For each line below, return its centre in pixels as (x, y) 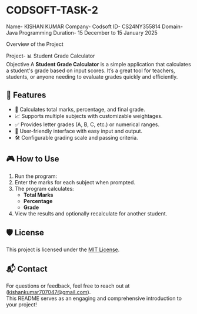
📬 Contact (27, 269)
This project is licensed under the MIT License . (63, 249)
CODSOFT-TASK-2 (52, 10)
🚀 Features (26, 95)
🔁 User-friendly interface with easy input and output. (79, 131)
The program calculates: (44, 188)
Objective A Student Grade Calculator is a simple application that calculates (98, 64)
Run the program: (36, 176)
